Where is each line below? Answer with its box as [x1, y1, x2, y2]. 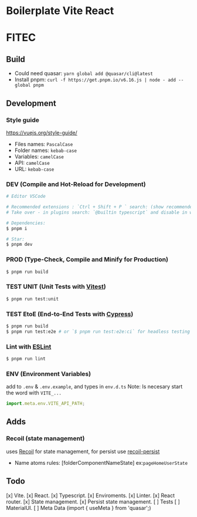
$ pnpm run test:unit [6, 296, 59, 302]
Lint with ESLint [6, 342, 52, 350]
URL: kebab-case [14, 165, 55, 173]
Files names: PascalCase [14, 140, 73, 147]
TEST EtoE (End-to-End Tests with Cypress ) [6, 310, 134, 318]
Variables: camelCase [14, 153, 64, 160]
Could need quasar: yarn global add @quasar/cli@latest [14, 70, 154, 77]
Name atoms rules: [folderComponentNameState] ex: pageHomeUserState [14, 459, 188, 466]
